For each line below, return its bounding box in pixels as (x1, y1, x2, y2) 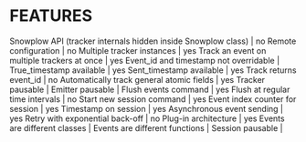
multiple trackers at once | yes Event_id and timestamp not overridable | (9, 55, 280, 66)
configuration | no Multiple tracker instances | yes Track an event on (9, 45, 267, 56)
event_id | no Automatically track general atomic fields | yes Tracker (9, 74, 266, 85)
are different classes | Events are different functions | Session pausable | (9, 122, 283, 133)
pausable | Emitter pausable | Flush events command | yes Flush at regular (9, 84, 290, 95)
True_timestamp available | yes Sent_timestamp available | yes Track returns (9, 65, 297, 76)
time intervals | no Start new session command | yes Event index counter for (9, 93, 297, 105)
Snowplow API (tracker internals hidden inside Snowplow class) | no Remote (9, 35, 297, 46)
